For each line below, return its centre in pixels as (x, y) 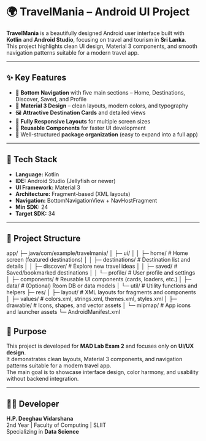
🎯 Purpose (27, 331)
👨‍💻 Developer (33, 404)
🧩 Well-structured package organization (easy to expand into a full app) (106, 134)
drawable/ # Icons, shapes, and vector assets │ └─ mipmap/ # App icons (99, 305)
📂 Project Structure (44, 238)
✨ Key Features (36, 78)
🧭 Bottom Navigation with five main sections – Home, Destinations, (100, 92)
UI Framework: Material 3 (48, 187)
